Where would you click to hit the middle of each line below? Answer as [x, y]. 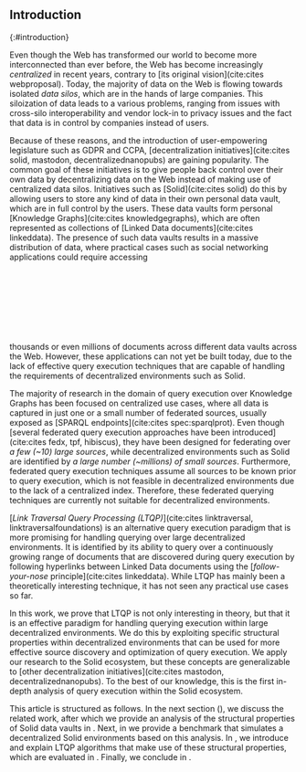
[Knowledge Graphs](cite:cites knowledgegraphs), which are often [135, 217]
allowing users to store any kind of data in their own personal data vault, [145, 198]
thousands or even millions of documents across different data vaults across [153, 346]
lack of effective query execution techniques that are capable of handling [148, 365]
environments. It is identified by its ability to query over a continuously [142, 546]
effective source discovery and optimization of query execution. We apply [148, 651]
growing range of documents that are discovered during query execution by [152, 556]
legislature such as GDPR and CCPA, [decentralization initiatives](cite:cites [150, 150]
